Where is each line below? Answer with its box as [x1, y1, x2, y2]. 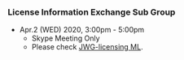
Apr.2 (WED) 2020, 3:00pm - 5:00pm [19, 25, 145, 35]
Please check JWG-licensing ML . [31, 42, 143, 52]
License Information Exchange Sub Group [7, 6, 176, 18]
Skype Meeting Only [31, 33, 100, 43]
